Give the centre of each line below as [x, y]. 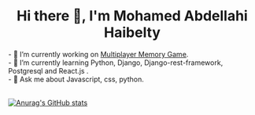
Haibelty [132, 32]
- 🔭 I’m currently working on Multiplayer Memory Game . [98, 54]
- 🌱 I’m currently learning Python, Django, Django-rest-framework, [116, 63]
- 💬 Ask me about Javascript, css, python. [76, 79]
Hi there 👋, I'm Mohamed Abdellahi [132, 16]
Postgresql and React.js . [48, 70]
